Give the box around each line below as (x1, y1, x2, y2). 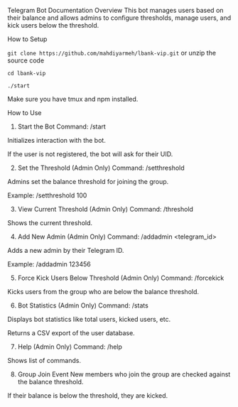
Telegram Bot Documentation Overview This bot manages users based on (7, 6, 224, 14)
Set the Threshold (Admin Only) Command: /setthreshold (17, 163, 185, 172)
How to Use (7, 109, 42, 116)
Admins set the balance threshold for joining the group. (7, 178, 169, 185)
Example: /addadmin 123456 (7, 260, 91, 268)
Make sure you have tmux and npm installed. (7, 95, 139, 103)
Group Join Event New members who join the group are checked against (17, 370, 231, 379)
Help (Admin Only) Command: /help (17, 342, 123, 351)
